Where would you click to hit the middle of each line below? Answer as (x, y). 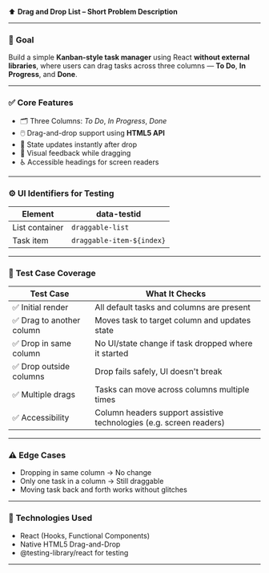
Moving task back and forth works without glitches (104, 490)
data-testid (118, 213)
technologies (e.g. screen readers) (160, 423)
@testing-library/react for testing (74, 552)
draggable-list (100, 227)
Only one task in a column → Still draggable (92, 482)
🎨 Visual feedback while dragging (75, 152)
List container (38, 227)
